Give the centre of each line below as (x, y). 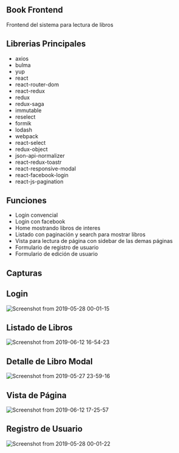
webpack (26, 136)
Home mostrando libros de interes (58, 228)
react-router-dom (37, 84)
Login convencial (36, 215)
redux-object (31, 149)
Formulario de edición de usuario (56, 254)
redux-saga (29, 104)
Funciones (27, 201)
